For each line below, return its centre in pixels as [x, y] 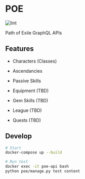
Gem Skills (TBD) [30, 100]
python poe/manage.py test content [43, 171]
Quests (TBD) [27, 120]
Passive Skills [27, 81]
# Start [13, 148]
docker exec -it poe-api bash [37, 167]
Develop [18, 136]
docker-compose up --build [34, 153]
